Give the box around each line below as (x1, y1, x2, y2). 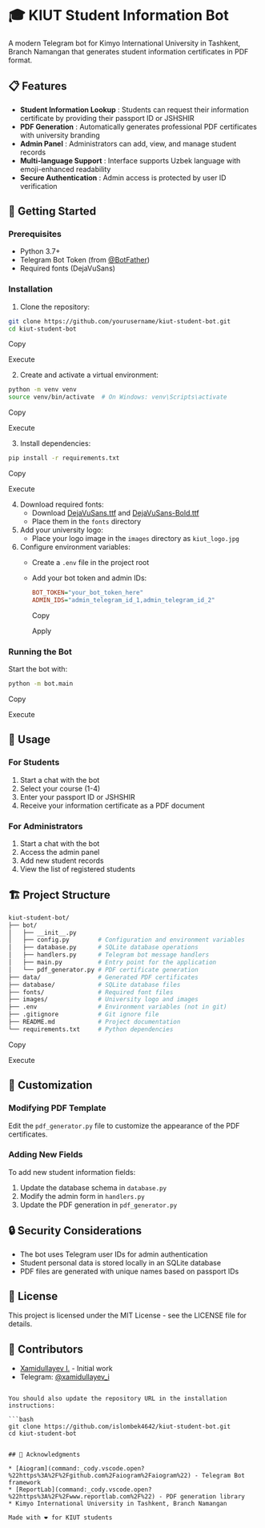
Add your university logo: (19, 525, 104, 535)
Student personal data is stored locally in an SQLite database (19, 1257, 222, 1267)
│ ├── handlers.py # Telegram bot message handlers (8, 951, 210, 959)
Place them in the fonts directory (31, 517, 142, 527)
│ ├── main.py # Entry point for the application (8, 958, 217, 967)
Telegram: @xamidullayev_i (19, 1372, 110, 1382)
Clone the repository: (19, 302, 90, 311)
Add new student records (19, 856, 104, 865)
